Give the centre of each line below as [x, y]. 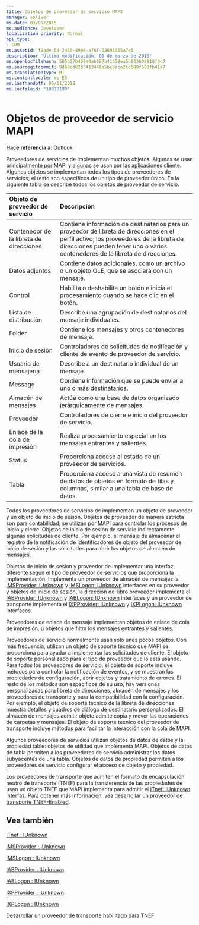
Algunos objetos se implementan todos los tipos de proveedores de [89, 172]
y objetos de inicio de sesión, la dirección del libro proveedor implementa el [98, 592]
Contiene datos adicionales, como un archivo [123, 263]
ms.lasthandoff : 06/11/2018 [41, 84]
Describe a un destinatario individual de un [119, 363]
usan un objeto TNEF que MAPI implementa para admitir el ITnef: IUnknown [98, 789]
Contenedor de [30, 231]
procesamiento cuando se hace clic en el [117, 295]
